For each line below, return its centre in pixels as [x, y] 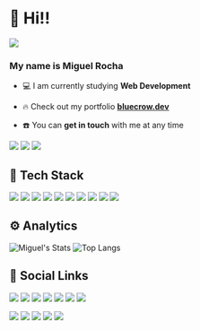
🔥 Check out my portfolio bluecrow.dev [96, 107]
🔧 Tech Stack [47, 175]
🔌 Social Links [49, 276]
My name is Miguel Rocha [66, 65]
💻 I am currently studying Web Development [106, 86]
